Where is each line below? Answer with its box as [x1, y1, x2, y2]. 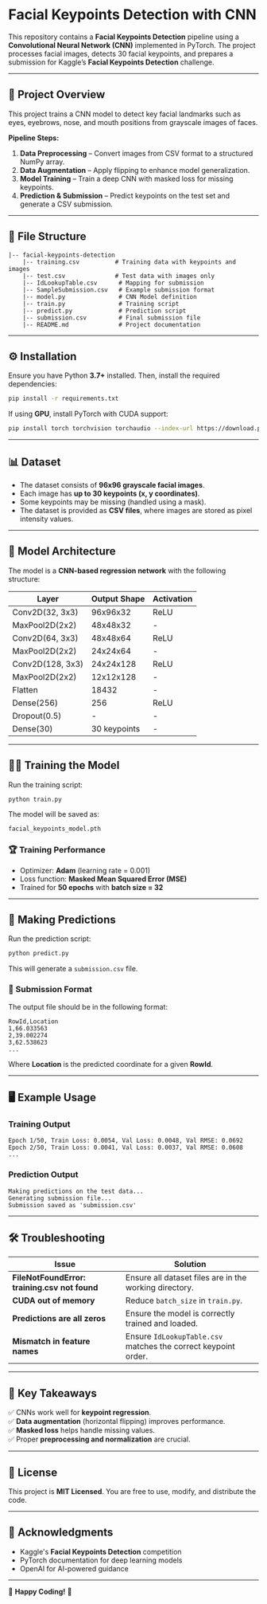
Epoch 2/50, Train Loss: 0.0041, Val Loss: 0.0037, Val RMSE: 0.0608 [8, 1143, 244, 1152]
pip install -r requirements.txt [8, 394, 119, 403]
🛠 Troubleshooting [8, 1231, 106, 1245]
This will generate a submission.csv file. [8, 964, 138, 974]
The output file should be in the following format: [8, 1002, 168, 1011]
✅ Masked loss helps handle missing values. [8, 1426, 155, 1435]
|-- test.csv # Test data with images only [22, 272, 215, 280]
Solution [173, 1259, 207, 1270]
